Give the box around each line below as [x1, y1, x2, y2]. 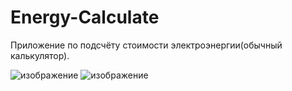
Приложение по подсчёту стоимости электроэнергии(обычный [10, 39, 283, 51]
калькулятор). [10, 49, 70, 61]
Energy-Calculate [10, 6, 160, 29]
